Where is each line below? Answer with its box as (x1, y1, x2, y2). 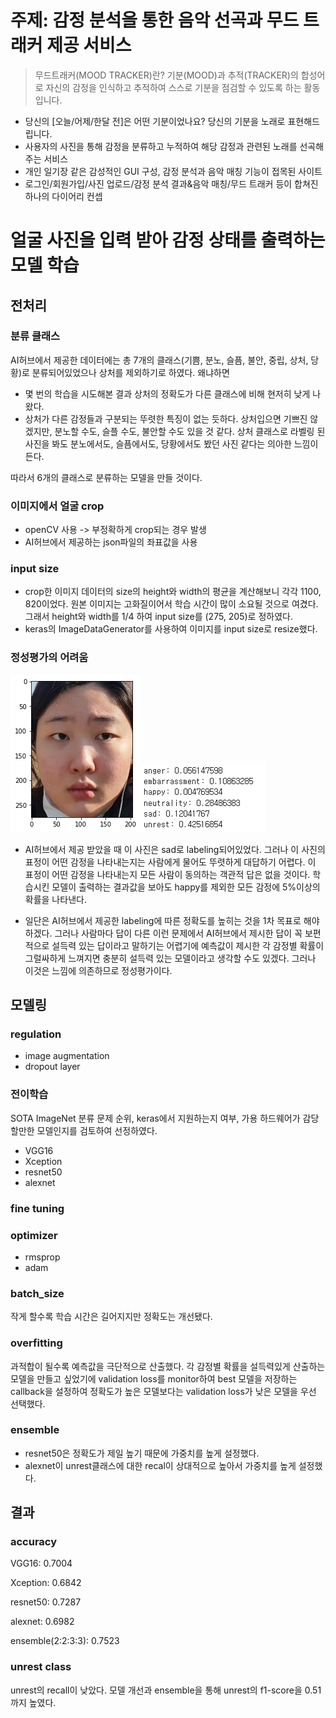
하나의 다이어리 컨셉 (24, 190, 103, 202)
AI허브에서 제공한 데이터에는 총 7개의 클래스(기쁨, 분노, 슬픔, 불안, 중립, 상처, (10, 354, 309, 366)
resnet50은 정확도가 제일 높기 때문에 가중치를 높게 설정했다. (24, 1447, 260, 1459)
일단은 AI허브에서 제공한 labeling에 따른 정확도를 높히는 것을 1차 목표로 (24, 914, 302, 926)
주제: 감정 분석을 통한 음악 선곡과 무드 (10, 9, 300, 32)
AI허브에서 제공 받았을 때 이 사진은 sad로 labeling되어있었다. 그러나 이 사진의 (24, 843, 326, 855)
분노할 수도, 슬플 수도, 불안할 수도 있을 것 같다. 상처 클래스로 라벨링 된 (54, 425, 326, 437)
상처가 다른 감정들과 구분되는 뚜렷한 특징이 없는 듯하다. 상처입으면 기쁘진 (24, 412, 308, 425)
